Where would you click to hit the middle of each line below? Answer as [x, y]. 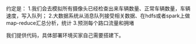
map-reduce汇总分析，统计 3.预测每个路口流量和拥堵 [70, 23]
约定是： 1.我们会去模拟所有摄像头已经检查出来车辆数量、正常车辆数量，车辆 [98, 8]
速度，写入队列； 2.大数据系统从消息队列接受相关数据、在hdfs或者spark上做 [98, 16]
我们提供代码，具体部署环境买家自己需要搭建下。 [65, 35]
